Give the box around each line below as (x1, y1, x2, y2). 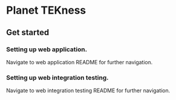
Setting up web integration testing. (6, 73, 109, 82)
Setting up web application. (6, 45, 87, 54)
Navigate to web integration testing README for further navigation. (6, 87, 171, 94)
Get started (6, 27, 49, 37)
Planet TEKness (6, 4, 86, 17)
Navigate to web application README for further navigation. (6, 58, 153, 65)
